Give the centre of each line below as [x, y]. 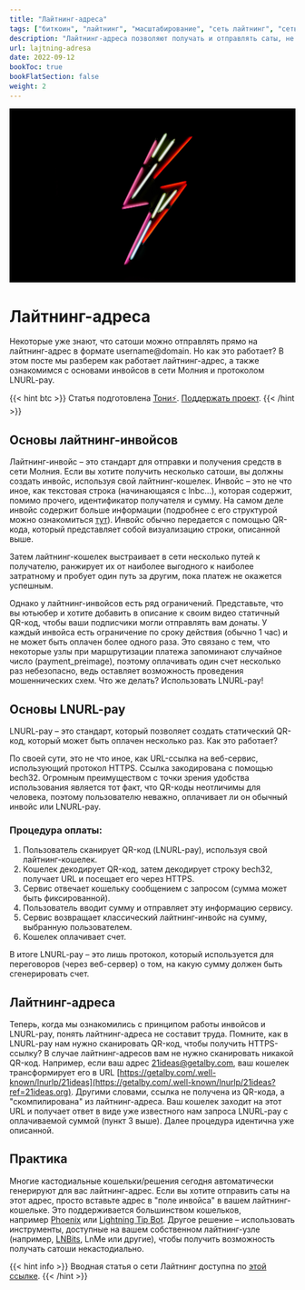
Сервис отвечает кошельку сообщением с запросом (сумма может [155, 889]
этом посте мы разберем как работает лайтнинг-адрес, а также [134, 361]
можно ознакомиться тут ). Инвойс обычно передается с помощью [140, 520]
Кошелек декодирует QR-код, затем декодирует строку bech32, [148, 869]
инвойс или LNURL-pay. [55, 806]
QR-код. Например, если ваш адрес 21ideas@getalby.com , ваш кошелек [149, 1063]
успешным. [31, 585]
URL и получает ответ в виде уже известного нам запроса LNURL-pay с [149, 1111]
